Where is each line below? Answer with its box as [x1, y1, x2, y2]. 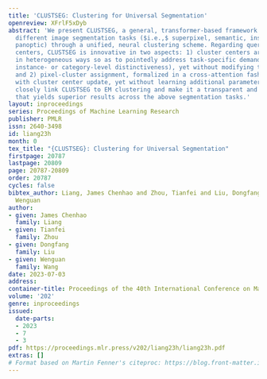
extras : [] [8, 351, 44, 360]
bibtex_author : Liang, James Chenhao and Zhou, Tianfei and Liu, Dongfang [8, 188, 261, 197]
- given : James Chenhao [8, 211, 87, 219]
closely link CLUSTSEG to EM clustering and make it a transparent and [15, 85, 258, 94]
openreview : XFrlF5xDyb [8, 19, 87, 27]
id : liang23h [8, 130, 52, 137]
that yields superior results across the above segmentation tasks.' [15, 93, 250, 101]
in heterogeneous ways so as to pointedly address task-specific [15, 56, 237, 64]
